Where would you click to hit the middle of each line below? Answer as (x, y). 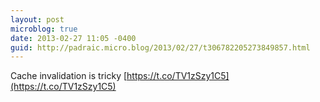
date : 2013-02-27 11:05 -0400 (73, 38)
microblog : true (44, 29)
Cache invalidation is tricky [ (69, 76)
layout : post (37, 19)
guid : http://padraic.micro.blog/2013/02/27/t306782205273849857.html (160, 47)
